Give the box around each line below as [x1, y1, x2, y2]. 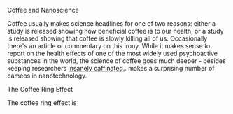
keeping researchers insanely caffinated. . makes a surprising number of [7, 64, 215, 72]
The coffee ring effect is [7, 99, 77, 107]
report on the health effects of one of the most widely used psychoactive [7, 49, 218, 57]
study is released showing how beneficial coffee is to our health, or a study [7, 27, 224, 35]
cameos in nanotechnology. [7, 71, 87, 80]
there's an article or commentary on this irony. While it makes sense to [7, 42, 211, 50]
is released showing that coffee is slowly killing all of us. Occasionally [7, 34, 208, 43]
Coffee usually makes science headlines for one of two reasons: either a [7, 20, 216, 27]
